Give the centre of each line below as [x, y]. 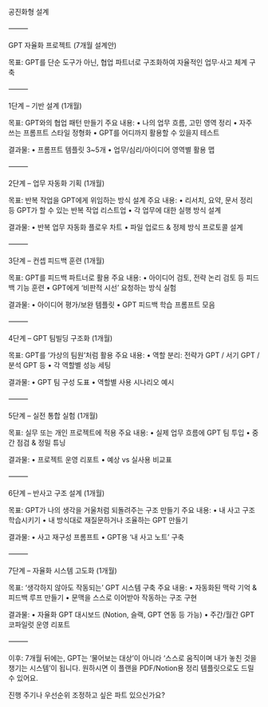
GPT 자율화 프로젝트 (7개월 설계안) [63, 45]
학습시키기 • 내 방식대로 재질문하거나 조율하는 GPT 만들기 [99, 520]
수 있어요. [23, 678]
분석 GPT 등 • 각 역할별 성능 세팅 [60, 365]
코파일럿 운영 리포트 [39, 625]
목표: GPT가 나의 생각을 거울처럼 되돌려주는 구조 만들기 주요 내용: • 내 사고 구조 [132, 510]
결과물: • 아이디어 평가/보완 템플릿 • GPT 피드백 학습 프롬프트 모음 [112, 305]
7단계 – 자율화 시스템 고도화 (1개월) [63, 571]
